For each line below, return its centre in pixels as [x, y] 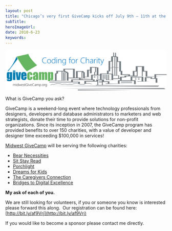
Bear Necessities [30, 155]
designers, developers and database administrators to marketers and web [83, 114]
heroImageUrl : [20, 27]
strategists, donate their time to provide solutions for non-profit [72, 120]
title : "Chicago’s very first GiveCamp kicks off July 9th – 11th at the [86, 16]
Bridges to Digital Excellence [43, 183]
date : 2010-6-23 [23, 32]
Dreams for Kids [30, 172]
